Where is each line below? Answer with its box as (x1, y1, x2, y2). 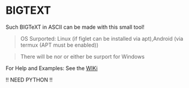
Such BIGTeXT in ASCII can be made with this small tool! (5, 23, 145, 31)
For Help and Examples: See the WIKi (5, 64, 98, 72)
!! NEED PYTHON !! (5, 76, 53, 83)
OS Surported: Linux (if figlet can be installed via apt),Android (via (20, 35, 184, 42)
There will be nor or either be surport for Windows (20, 53, 145, 60)
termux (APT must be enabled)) (20, 41, 99, 48)
